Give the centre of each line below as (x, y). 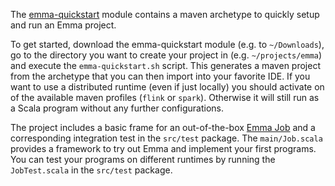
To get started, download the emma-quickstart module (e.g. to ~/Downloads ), (167, 44)
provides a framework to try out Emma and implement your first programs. (163, 148)
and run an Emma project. (63, 25)
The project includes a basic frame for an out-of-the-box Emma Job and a (163, 127)
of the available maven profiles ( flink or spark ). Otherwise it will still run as (165, 97)
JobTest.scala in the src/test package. (91, 170)
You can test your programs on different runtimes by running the (143, 159)
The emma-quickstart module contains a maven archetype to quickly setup (165, 14)
